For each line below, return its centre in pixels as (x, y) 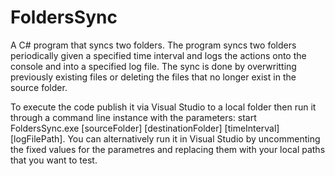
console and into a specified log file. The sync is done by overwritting (153, 66)
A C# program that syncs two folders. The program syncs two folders (153, 45)
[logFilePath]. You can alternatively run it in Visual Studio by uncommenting (165, 138)
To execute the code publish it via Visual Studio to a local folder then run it (163, 107)
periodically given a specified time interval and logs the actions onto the (158, 55)
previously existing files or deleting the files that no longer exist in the (153, 77)
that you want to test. (54, 160)
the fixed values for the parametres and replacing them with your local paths (168, 149)
